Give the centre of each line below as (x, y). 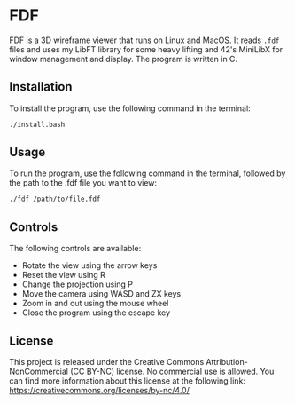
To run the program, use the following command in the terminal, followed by (147, 173)
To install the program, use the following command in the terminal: (130, 108)
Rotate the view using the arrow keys (89, 265)
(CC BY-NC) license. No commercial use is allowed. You (172, 371)
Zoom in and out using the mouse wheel (95, 304)
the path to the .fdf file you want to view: (83, 183)
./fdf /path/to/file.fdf (55, 199)
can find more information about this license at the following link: (128, 380)
